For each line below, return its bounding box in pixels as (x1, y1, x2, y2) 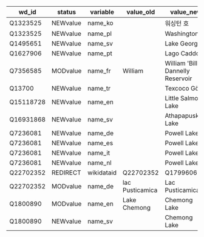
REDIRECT (51, 168, 81, 177)
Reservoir (165, 74, 192, 83)
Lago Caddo (165, 49, 200, 57)
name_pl (87, 30, 112, 38)
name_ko (87, 19, 114, 27)
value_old (126, 8, 155, 16)
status (57, 8, 76, 16)
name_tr (87, 84, 111, 92)
